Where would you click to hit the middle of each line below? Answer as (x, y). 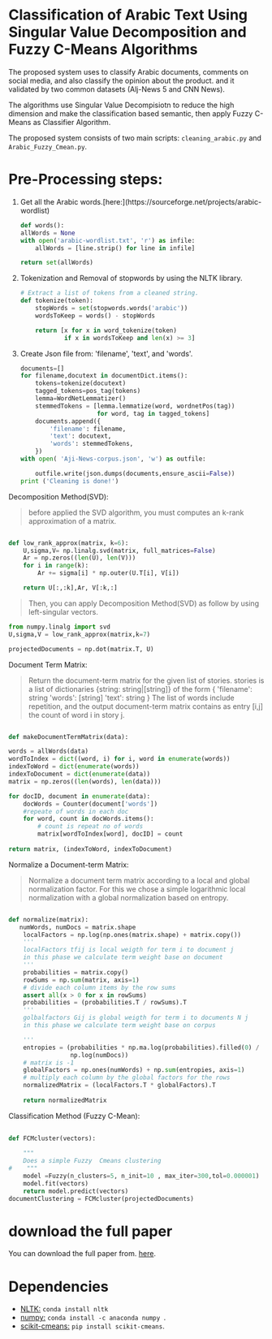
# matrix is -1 (49, 1063)
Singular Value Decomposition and (127, 32)
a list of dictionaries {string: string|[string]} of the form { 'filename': (140, 689)
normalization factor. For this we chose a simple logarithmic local (137, 889)
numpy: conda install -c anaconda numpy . (93, 1318)
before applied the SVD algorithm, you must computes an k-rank (136, 512)
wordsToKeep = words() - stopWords (95, 315)
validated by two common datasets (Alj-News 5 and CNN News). (117, 89)
